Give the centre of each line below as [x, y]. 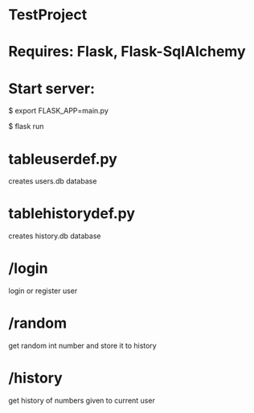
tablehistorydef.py [72, 214]
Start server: [51, 88]
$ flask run [26, 126]
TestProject [48, 15]
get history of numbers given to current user [82, 401]
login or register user [43, 291]
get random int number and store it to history [82, 346]
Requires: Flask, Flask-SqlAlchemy [127, 52]
